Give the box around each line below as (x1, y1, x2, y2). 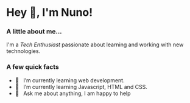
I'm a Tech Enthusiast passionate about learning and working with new (6, 41, 184, 48)
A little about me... (6, 27, 62, 36)
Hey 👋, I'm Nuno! (6, 5, 93, 20)
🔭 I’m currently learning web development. (15, 76, 125, 84)
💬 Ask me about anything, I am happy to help (15, 90, 131, 97)
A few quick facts (6, 63, 59, 71)
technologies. (6, 48, 41, 55)
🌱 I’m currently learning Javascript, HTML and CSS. (15, 83, 148, 90)
